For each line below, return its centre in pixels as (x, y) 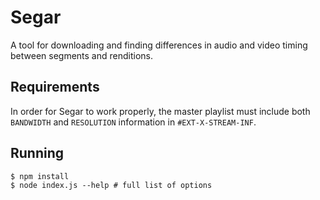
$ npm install (40, 176)
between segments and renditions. (81, 55)
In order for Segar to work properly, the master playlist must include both (160, 111)
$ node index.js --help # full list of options (111, 185)
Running (37, 153)
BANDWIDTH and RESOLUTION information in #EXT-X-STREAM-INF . (133, 122)
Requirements (55, 87)
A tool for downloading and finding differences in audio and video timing (159, 45)
